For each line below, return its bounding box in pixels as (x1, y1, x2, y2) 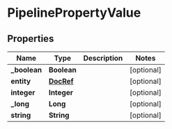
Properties (7, 33, 54, 45)
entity (10, 77, 31, 86)
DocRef (48, 77, 75, 86)
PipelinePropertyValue (7, 5, 141, 21)
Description (83, 54, 123, 63)
